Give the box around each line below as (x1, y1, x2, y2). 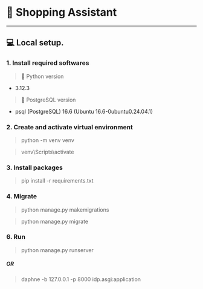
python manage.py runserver (21, 246, 94, 253)
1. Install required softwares (6, 59, 89, 67)
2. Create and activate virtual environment (6, 123, 133, 131)
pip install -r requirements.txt (21, 177, 94, 184)
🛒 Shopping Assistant (6, 5, 117, 19)
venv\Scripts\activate (21, 148, 74, 155)
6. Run (6, 233, 26, 241)
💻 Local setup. (6, 37, 64, 48)
